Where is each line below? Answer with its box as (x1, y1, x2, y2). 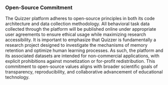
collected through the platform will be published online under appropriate (5, 26, 156, 32)
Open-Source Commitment (5, 4, 73, 11)
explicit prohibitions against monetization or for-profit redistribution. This (5, 58, 155, 64)
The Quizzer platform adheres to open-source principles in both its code (5, 16, 155, 22)
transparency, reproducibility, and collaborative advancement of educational (5, 69, 163, 75)
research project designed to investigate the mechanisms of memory (5, 42, 148, 48)
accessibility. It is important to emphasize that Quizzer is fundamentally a (5, 37, 156, 43)
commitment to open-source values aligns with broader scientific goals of (5, 63, 158, 69)
